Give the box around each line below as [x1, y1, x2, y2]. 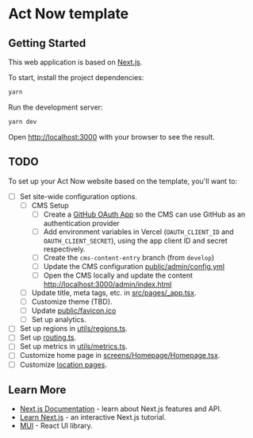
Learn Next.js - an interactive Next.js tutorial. [19, 413, 167, 422]
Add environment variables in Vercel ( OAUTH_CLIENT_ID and [43, 227, 234, 236]
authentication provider [43, 218, 121, 228]
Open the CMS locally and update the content [43, 271, 193, 280]
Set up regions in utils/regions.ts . [19, 324, 128, 333]
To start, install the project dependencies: [8, 73, 144, 82]
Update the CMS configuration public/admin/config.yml [43, 261, 224, 271]
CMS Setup [31, 200, 69, 210]
